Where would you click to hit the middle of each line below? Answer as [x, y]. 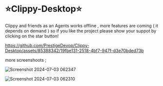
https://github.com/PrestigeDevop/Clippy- [47, 45]
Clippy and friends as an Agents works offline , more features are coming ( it [81, 26]
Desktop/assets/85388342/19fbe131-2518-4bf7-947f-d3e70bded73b [74, 51]
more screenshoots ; [26, 60]
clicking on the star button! [32, 36]
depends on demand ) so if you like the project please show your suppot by [81, 31]
